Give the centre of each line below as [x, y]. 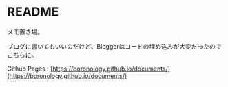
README [33, 12]
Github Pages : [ [30, 69]
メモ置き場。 [25, 32]
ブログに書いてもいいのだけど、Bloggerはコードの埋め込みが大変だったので [114, 46]
